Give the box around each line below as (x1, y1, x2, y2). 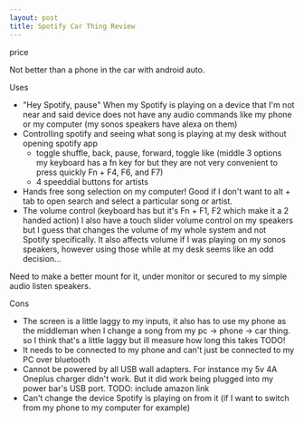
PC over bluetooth (22, 354, 90, 365)
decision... (22, 253, 62, 264)
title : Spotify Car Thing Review (9, 22, 136, 31)
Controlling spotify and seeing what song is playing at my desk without (22, 128, 287, 139)
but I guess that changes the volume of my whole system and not (22, 224, 267, 235)
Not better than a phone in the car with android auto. (9, 64, 205, 75)
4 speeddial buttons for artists (35, 176, 149, 187)
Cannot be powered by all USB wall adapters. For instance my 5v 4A (22, 363, 278, 374)
